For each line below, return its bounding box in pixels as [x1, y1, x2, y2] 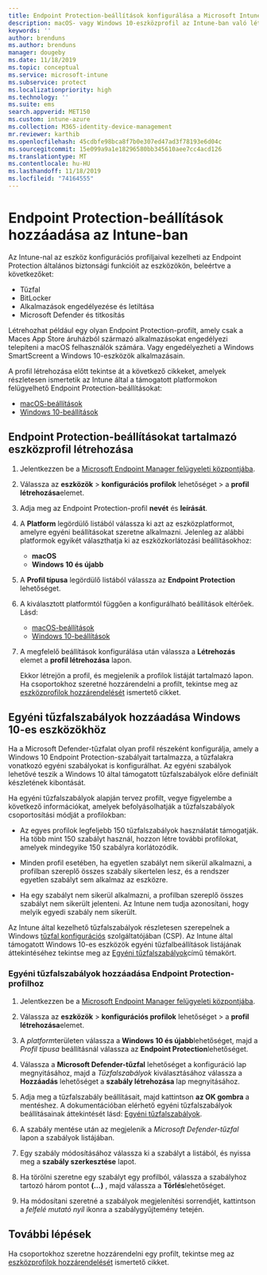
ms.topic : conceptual [8, 64, 80, 72]
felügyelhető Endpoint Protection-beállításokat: [8, 383, 163, 393]
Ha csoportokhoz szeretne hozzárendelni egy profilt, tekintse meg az [8, 1249, 235, 1258]
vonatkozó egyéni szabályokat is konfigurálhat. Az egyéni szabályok [8, 761, 232, 771]
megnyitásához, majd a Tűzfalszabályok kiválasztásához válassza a [19, 1068, 242, 1077]
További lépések [8, 1228, 91, 1242]
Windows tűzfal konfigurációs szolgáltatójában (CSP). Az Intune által [8, 932, 233, 941]
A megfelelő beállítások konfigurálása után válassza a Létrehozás [19, 646, 236, 656]
